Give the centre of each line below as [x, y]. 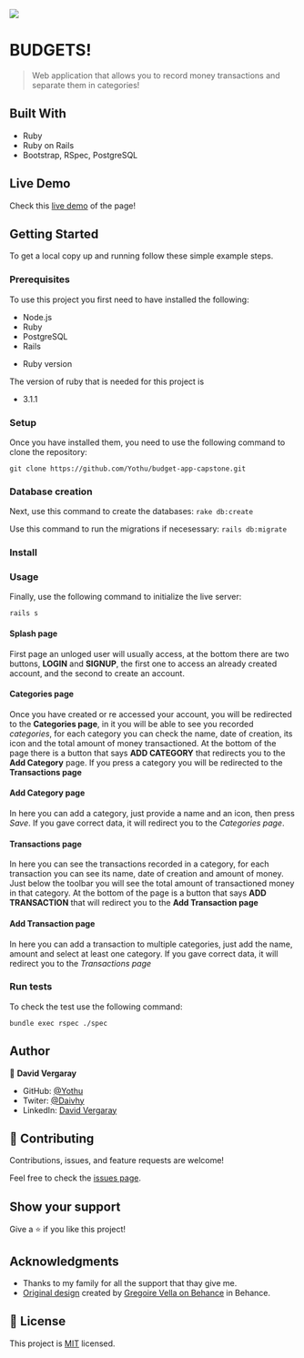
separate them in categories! [86, 85]
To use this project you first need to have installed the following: [129, 299]
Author [30, 1051]
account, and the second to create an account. [97, 673]
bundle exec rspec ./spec [58, 1023]
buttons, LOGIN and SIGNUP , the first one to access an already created [143, 664]
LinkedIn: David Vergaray [70, 1110]
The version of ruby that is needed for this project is [107, 381]
